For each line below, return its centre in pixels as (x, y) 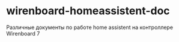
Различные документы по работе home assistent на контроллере (89, 27)
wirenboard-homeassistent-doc (88, 11)
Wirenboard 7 (23, 33)
